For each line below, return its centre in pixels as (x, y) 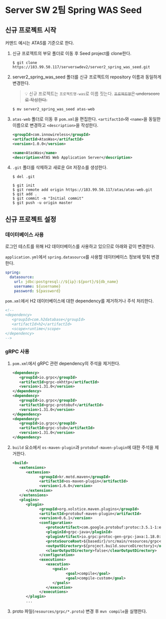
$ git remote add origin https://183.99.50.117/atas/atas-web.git (82, 190)
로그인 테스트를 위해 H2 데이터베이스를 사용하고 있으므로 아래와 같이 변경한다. (80, 246)
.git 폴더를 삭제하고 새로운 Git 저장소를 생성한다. (60, 168)
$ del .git (24, 177)
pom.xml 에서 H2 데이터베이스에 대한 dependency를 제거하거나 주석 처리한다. (80, 301)
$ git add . (25, 194)
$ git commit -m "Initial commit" (48, 199)
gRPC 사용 (17, 351)
